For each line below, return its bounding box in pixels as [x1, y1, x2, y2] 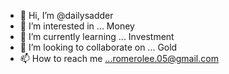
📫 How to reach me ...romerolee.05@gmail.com [19, 53, 219, 64]
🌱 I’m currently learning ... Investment [19, 31, 175, 42]
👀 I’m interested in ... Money [19, 20, 135, 32]
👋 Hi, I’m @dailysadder [19, 10, 114, 21]
